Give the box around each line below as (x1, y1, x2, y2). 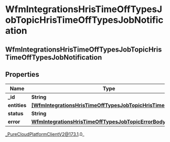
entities (8, 102, 27, 109)
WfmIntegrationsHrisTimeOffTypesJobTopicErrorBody (31, 118, 166, 125)
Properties (5, 70, 39, 79)
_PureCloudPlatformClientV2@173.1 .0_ (5, 131, 84, 137)
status (8, 110, 24, 117)
